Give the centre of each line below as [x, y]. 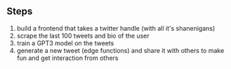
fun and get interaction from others [67, 58]
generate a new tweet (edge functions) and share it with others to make [120, 50]
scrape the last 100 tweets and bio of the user [83, 36]
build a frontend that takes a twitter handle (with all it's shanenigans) [116, 28]
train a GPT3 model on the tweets [65, 43]
